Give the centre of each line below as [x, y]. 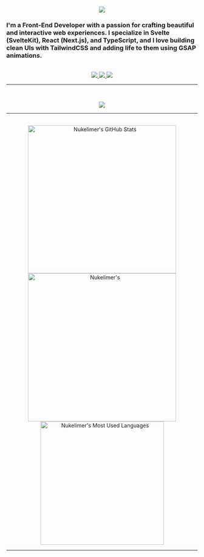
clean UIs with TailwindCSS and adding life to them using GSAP [101, 48]
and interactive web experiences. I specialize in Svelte [88, 33]
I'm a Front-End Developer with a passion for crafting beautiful [100, 26]
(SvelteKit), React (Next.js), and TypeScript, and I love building [100, 41]
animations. [24, 56]
